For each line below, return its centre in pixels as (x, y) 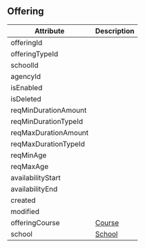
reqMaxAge (30, 166)
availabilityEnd (34, 188)
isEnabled (27, 87)
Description (115, 30)
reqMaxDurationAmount (50, 132)
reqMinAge (29, 155)
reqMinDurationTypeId (47, 121)
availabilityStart (36, 177)
